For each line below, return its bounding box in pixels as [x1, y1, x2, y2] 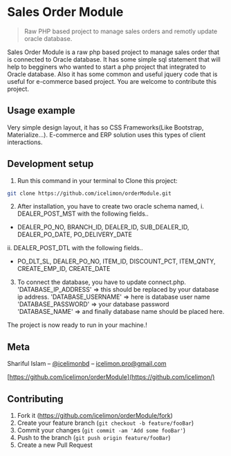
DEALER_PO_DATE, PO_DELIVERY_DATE [17, 230, 133, 239]
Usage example [7, 105, 76, 116]
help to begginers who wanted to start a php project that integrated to [7, 62, 206, 71]
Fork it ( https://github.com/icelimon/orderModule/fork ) [17, 412, 173, 420]
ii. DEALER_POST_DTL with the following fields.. [7, 244, 143, 252]
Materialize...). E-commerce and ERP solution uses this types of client [7, 130, 206, 139]
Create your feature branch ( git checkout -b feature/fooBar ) [17, 419, 194, 427]
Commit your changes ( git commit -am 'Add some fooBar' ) [17, 426, 186, 435]
